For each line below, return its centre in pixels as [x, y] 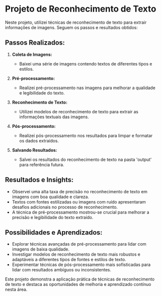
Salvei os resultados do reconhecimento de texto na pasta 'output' [86, 159]
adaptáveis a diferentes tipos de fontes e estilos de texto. [69, 260]
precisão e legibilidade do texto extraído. [52, 217]
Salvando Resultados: [35, 150]
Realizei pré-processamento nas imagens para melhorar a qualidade [87, 88]
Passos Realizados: [35, 43]
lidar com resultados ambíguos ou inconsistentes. [61, 270]
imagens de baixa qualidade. [41, 249]
